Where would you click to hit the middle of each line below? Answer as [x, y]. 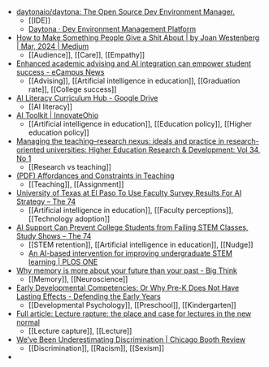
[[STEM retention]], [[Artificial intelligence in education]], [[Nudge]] [141, 244]
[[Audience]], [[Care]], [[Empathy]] [87, 55]
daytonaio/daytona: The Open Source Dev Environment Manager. [126, 12]
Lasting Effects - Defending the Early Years [88, 296]
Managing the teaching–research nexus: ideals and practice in [120, 141]
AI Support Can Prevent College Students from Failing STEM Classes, [132, 227]
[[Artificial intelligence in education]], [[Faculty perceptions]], [131, 210]
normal [28, 322]
